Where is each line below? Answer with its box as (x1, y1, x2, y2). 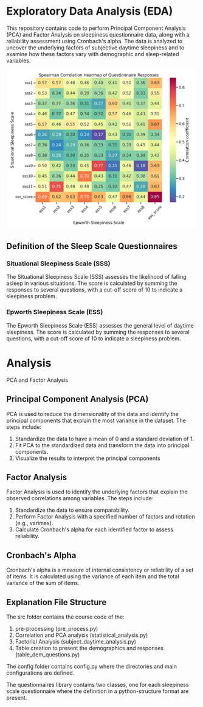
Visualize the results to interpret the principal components (15, 454, 160, 462)
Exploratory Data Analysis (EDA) (6, 4, 173, 18)
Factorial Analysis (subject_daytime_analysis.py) (15, 637, 137, 645)
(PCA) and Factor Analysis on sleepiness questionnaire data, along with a (6, 31, 190, 38)
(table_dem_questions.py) (15, 651, 80, 658)
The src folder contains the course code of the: (6, 613, 125, 620)
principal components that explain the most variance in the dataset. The (6, 417, 187, 424)
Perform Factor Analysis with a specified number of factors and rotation (15, 513, 196, 520)
